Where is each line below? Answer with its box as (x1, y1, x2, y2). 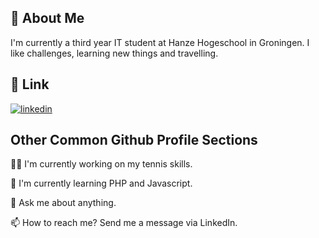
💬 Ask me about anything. (10, 197, 117, 209)
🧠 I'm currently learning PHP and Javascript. (10, 177, 193, 190)
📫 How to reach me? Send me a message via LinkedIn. (10, 217, 238, 229)
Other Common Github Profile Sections (10, 132, 258, 149)
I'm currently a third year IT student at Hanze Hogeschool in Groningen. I (10, 36, 310, 48)
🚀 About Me (10, 10, 85, 27)
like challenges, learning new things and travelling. (10, 47, 219, 59)
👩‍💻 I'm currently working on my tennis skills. (10, 158, 193, 170)
